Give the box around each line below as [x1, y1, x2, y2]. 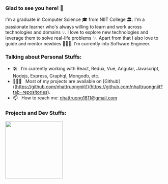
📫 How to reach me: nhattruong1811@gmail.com [12, 94, 118, 101]
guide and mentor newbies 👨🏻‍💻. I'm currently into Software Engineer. [5, 41, 151, 47]
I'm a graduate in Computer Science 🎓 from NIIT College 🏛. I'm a [5, 16, 145, 22]
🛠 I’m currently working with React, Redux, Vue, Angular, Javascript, [12, 65, 160, 71]
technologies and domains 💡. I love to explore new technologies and [5, 29, 149, 35]
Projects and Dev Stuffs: [5, 109, 67, 116]
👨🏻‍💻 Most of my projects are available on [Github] [12, 78, 121, 84]
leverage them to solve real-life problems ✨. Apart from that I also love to [5, 35, 159, 41]
